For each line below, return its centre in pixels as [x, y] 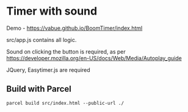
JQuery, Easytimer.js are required [48, 70]
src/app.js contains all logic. [42, 40]
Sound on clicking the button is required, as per [66, 51]
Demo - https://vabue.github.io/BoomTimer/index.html [74, 28]
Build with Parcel [39, 89]
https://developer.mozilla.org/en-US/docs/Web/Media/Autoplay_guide [94, 58]
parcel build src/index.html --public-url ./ [65, 103]
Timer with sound [52, 11]
